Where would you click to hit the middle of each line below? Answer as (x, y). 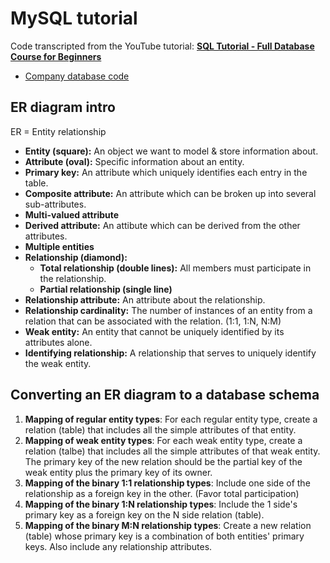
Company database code (77, 76)
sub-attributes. (55, 204)
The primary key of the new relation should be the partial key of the (163, 461)
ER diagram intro (63, 107)
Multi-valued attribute (72, 214)
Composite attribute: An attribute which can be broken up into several (170, 193)
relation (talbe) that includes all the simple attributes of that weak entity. (172, 451)
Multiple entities (59, 246)
